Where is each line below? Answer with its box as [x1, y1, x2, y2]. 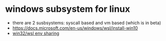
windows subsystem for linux [5, 3, 130, 15]
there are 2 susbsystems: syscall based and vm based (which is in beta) [12, 20, 161, 26]
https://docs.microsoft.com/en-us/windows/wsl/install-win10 [12, 25, 138, 31]
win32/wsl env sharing [12, 30, 59, 36]
